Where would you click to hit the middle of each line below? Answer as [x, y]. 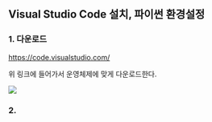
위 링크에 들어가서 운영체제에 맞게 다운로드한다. [83, 74]
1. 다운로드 [28, 39]
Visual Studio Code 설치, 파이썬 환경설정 [107, 14]
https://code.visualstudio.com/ [59, 57]
